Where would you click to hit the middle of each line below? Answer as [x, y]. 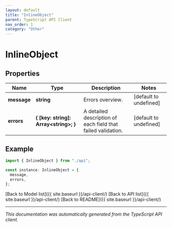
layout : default [23, 10]
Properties [23, 73]
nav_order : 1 [19, 24]
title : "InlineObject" [29, 15]
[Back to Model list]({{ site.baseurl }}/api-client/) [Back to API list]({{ [77, 194]
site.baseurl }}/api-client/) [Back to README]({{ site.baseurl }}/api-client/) [83, 200]
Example [19, 149]
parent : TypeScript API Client [39, 20]
